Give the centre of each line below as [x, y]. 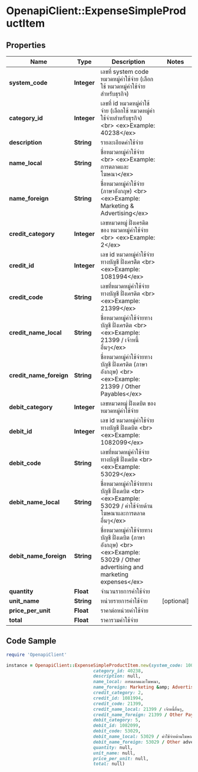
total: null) [109, 764]
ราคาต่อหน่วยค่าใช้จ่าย [125, 610]
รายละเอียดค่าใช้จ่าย [122, 142]
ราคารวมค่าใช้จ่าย [119, 620]
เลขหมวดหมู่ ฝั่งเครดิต [124, 223]
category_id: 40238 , [118, 671]
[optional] [175, 601]
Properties [26, 45]
